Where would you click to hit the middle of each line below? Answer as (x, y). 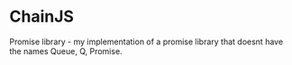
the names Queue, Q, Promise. (66, 51)
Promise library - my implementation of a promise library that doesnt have (146, 42)
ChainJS (42, 17)
